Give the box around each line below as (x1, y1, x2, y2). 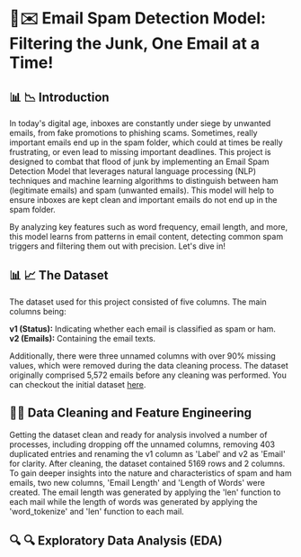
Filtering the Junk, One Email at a (9, 33, 261, 54)
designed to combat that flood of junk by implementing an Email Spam (9, 156, 270, 167)
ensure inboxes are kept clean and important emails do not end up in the (9, 195, 278, 205)
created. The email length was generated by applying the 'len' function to (9, 487, 281, 498)
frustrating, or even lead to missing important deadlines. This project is (9, 147, 271, 157)
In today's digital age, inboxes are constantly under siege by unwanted (9, 118, 271, 128)
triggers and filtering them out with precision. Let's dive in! (9, 241, 226, 251)
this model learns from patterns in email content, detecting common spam (9, 232, 284, 242)
